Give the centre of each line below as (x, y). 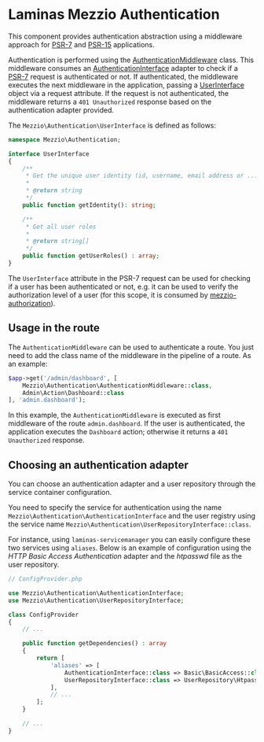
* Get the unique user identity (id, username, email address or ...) (143, 176)
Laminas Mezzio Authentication (114, 15)
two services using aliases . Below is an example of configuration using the (130, 548)
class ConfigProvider (44, 615)
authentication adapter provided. (61, 110)
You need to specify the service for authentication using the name (115, 508)
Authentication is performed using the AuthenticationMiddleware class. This (131, 60)
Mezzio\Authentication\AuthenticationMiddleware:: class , (117, 386)
